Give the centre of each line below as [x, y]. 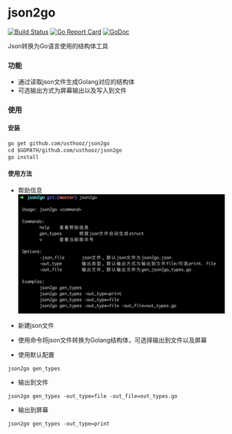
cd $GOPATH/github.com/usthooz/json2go [65, 151]
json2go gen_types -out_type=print [59, 424]
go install [23, 157]
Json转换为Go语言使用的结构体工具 [58, 45]
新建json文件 [36, 326]
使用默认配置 [36, 355]
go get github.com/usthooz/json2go [59, 144]
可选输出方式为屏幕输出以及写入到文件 [72, 90]
